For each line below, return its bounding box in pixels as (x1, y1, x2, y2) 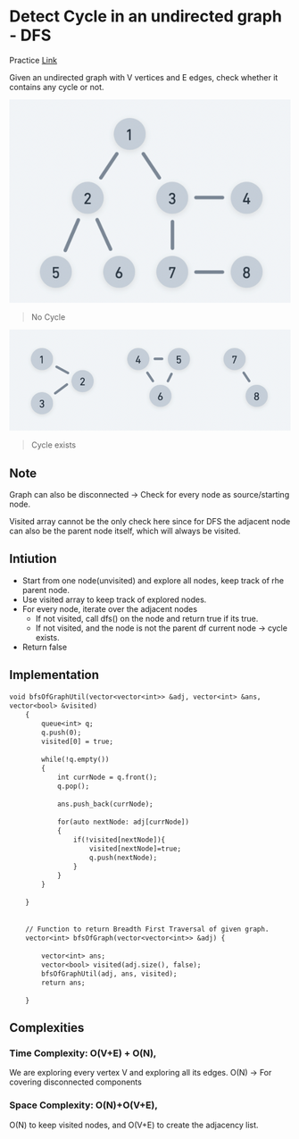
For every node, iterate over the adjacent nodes (21, 603, 198, 614)
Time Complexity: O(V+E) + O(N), (9, 1047, 157, 1059)
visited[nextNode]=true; (88, 844, 181, 853)
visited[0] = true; (41, 737, 114, 746)
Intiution (9, 551, 57, 566)
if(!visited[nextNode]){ (72, 835, 166, 844)
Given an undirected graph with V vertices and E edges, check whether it (9, 71, 278, 82)
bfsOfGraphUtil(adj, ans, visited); (41, 969, 178, 978)
